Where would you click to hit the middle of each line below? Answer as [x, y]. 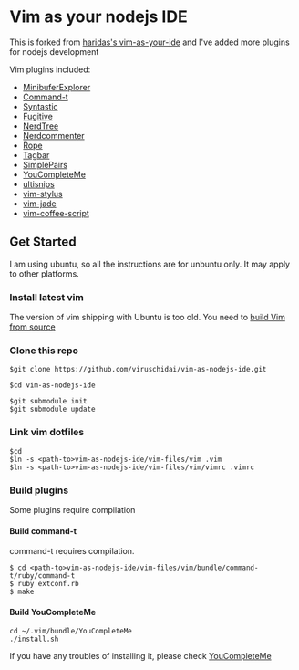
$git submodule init [49, 402]
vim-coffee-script [56, 213]
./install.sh [34, 639]
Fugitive [37, 116]
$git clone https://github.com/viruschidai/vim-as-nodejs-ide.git [138, 370]
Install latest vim [46, 297]
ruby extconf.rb [48, 584]
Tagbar [36, 155]
